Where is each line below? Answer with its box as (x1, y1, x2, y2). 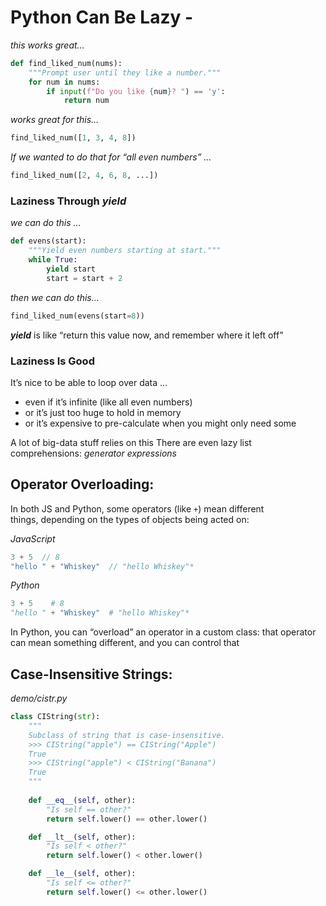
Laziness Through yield (10, 194, 127, 208)
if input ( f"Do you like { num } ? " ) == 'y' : (46, 86, 226, 96)
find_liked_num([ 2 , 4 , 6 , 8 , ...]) (10, 171, 159, 181)
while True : (28, 255, 78, 265)
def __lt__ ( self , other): (28, 832, 137, 842)
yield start (46, 264, 97, 274)
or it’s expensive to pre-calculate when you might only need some (24, 417, 297, 429)
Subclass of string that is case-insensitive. (28, 730, 226, 740)
